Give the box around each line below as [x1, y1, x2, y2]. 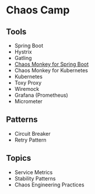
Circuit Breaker [14, 130, 51, 137]
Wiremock [14, 86, 40, 92]
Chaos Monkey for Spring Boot [14, 61, 89, 68]
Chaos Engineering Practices [14, 181, 85, 188]
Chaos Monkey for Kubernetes [14, 67, 89, 73]
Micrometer [14, 98, 43, 105]
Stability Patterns [14, 175, 56, 182]
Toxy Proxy [14, 79, 42, 86]
